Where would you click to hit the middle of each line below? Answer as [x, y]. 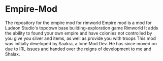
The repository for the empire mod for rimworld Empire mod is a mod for [79, 23]
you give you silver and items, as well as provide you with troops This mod [81, 38]
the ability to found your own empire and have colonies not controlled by [79, 33]
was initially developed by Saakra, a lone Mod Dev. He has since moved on [81, 43]
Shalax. [13, 54]
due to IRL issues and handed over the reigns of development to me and [78, 49]
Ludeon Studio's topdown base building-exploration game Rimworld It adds [82, 28]
